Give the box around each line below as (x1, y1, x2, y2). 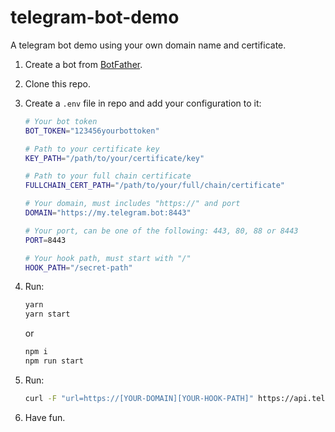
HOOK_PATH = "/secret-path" (24, 262, 133, 273)
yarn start (24, 309, 71, 320)
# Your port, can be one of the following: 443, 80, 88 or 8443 (24, 226, 299, 236)
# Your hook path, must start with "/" (24, 253, 192, 263)
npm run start (24, 356, 84, 366)
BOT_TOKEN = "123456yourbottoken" (24, 126, 160, 136)
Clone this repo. (24, 77, 91, 90)
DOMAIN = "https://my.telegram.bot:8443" (24, 208, 192, 218)
